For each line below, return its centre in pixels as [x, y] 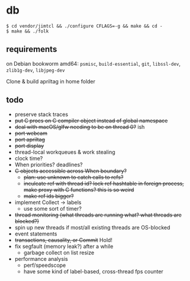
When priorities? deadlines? [49, 164]
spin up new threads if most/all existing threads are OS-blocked [92, 227]
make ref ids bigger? [49, 196]
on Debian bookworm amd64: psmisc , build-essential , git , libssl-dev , [94, 63]
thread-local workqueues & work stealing [65, 152]
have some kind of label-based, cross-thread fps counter [94, 271]
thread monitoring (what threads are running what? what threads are [98, 215]
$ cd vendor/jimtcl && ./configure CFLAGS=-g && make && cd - [84, 26]
